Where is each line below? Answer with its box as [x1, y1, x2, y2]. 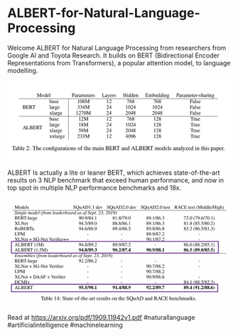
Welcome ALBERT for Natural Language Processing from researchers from [7, 43, 227, 52]
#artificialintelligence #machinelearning [7, 321, 123, 330]
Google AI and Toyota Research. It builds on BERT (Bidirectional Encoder [7, 51, 220, 60]
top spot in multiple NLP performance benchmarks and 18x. [7, 183, 182, 192]
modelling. [7, 66, 38, 75]
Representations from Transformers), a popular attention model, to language [7, 58, 231, 67]
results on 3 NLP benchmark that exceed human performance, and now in [7, 175, 224, 184]
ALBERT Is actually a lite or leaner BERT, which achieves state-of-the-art [7, 168, 220, 177]
